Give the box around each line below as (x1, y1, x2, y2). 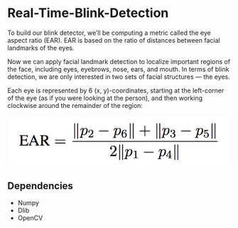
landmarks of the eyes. (7, 43, 75, 52)
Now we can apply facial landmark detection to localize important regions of (7, 57, 231, 65)
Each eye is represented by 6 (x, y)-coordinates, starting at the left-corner (7, 86, 225, 94)
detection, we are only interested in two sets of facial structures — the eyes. (7, 72, 231, 81)
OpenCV (17, 213, 43, 222)
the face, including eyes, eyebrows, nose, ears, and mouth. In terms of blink (7, 65, 229, 73)
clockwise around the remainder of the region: (7, 101, 144, 109)
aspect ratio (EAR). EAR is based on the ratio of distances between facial (7, 36, 220, 44)
